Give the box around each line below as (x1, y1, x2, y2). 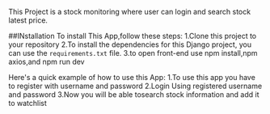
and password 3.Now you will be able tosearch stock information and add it (8, 90, 260, 99)
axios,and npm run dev (8, 57, 85, 66)
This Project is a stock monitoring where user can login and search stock (8, 7, 251, 16)
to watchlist (8, 99, 47, 108)
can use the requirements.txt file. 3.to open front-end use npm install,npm (8, 49, 258, 57)
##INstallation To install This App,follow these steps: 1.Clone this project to (8, 32, 257, 40)
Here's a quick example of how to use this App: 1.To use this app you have (8, 73, 256, 82)
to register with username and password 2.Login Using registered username (8, 81, 263, 91)
